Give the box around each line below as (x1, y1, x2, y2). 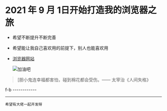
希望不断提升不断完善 (12, 34, 56, 40)
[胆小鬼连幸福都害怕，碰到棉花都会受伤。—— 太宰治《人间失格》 (17, 77, 151, 83)
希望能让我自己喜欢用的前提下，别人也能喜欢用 (12, 45, 108, 51)
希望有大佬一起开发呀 (5, 102, 42, 107)
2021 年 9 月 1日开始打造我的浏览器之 (5, 4, 157, 16)
